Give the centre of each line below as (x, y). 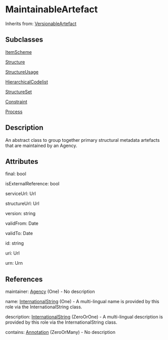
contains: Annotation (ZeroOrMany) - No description (61, 332)
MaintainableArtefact (52, 9)
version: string (20, 214)
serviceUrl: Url (21, 194)
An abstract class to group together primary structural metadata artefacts (82, 140)
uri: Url (13, 253)
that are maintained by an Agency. (41, 145)
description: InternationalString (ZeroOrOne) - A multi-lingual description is (84, 317)
